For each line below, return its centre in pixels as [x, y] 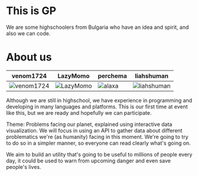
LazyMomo [74, 76]
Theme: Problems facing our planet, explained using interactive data [89, 124]
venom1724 [29, 76]
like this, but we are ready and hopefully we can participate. [79, 112]
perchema [112, 76]
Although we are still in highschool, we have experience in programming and [99, 100]
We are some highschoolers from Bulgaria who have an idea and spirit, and [98, 27]
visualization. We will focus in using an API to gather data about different [94, 130]
